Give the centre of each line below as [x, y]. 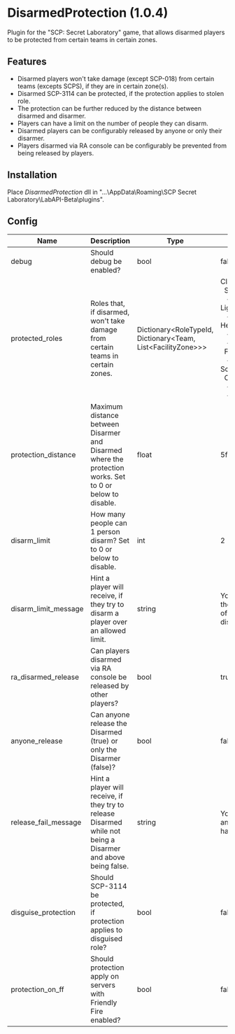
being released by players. [56, 153]
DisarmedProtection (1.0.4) [88, 13]
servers [103, 985]
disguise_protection [43, 913]
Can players [110, 651]
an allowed [108, 631]
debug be [106, 262]
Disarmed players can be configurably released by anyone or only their [120, 130]
